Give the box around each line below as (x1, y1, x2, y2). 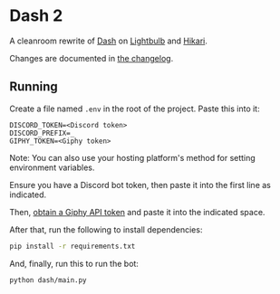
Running (9, 79, 59, 95)
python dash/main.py (9, 275, 88, 285)
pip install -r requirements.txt (9, 242, 136, 251)
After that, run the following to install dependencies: (9, 223, 203, 235)
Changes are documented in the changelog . (9, 52, 174, 63)
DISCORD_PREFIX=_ (9, 128, 75, 138)
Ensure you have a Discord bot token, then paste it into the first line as (9, 179, 272, 190)
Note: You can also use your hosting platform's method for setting (9, 152, 256, 163)
